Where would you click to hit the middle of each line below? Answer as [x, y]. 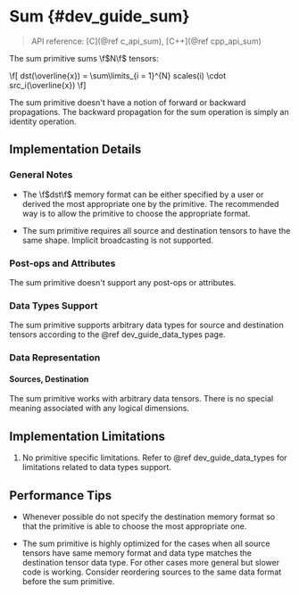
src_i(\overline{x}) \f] [48, 85]
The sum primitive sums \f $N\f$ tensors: [84, 58]
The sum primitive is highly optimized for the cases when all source [146, 543]
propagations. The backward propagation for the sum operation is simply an [149, 112]
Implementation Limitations [87, 436]
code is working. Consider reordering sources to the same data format [152, 572]
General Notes [41, 175]
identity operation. [43, 121]
